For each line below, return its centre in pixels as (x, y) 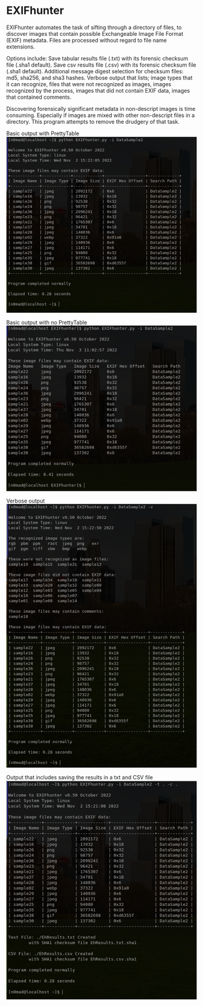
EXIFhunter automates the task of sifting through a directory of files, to (94, 27)
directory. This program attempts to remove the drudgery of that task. (93, 121)
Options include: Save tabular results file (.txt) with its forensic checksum (97, 58)
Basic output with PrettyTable (43, 133)
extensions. (21, 47)
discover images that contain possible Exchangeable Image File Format (95, 33)
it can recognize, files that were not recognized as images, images (89, 84)
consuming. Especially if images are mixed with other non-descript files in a (101, 115)
